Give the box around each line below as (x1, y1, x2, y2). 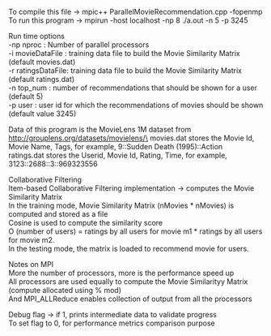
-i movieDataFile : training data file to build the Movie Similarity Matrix (8, 49, 240, 58)
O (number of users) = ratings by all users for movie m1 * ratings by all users (8, 226, 263, 236)
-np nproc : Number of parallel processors (8, 40, 150, 50)
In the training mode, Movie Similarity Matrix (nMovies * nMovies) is (8, 200, 235, 210)
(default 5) (8, 92, 44, 101)
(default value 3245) (8, 109, 77, 118)
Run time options (8, 32, 65, 41)
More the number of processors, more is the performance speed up (8, 268, 235, 278)
